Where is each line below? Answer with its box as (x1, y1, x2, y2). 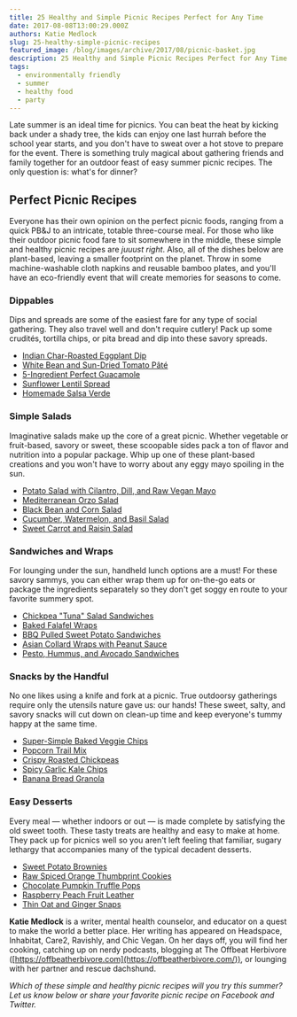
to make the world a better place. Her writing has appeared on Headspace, (9, 925, 283, 935)
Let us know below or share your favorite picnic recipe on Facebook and (9, 990, 275, 1000)
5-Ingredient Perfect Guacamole (21, 369, 141, 380)
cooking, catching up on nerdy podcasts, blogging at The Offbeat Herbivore (9, 944, 287, 955)
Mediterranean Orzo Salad (21, 494, 119, 505)
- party (17, 95, 46, 105)
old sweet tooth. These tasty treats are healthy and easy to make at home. (9, 825, 281, 835)
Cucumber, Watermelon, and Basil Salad (21, 513, 169, 524)
